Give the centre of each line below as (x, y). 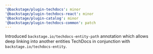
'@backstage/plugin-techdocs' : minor (43, 9)
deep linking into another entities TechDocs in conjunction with (68, 42)
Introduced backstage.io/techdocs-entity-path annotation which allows (77, 36)
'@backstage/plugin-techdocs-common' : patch (50, 23)
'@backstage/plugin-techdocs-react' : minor (49, 14)
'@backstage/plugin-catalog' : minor (42, 18)
